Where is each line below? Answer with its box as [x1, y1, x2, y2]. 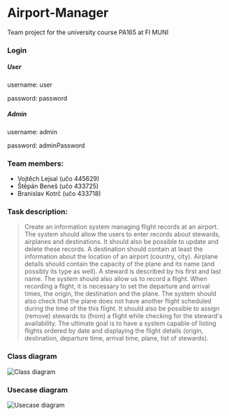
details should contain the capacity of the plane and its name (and [24, 260, 215, 268]
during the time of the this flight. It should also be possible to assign [24, 304, 220, 313]
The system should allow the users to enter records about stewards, [24, 230, 221, 238]
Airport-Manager [7, 5, 109, 21]
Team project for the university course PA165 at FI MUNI [7, 28, 169, 36]
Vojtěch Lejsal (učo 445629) [17, 175, 100, 183]
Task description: [7, 207, 68, 217]
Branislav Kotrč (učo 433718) [17, 189, 101, 198]
